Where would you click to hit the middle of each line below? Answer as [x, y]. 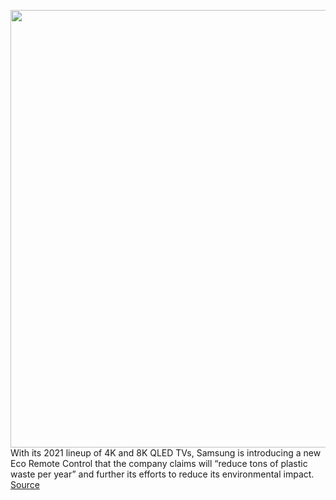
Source [25, 484]
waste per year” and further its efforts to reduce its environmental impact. [162, 474]
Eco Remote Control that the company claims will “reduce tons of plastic [159, 463]
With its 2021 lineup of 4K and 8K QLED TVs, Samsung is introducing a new [166, 453]
